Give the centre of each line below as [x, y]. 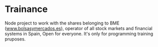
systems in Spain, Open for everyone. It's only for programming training [79, 33]
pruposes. [15, 39]
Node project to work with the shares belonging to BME [62, 23]
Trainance [26, 9]
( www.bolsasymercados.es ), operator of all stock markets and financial [79, 28]
